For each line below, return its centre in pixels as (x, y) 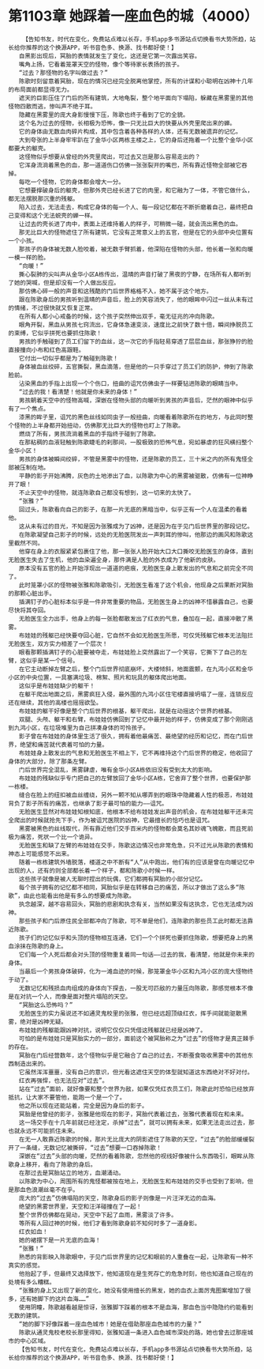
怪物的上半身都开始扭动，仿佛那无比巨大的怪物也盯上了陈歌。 (99, 425)
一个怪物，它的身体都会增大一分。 (77, 182)
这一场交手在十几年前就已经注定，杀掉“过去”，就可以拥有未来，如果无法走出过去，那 (136, 1122)
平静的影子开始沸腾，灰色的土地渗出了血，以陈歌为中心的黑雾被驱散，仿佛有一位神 (133, 476)
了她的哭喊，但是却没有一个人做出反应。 (64, 283)
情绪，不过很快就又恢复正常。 (55, 308)
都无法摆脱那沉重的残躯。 (43, 198)
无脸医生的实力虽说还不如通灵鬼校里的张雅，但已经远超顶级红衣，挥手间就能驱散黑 (133, 1013)
